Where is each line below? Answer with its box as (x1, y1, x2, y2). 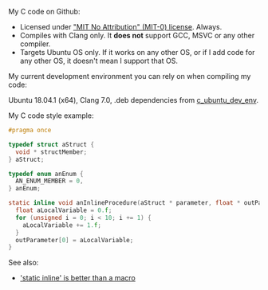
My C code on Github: (8, 7, 81, 16)
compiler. (19, 39, 51, 49)
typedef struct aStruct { (8, 140, 94, 148)
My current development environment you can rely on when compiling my (8, 72, 251, 80)
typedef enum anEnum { (8, 170, 84, 178)
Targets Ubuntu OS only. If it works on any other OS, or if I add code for (19, 48, 255, 57)
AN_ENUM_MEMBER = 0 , (15, 177, 84, 186)
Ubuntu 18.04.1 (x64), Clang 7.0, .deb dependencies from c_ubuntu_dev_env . (8, 96, 259, 104)
